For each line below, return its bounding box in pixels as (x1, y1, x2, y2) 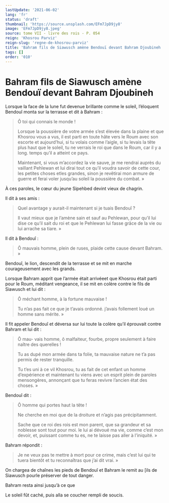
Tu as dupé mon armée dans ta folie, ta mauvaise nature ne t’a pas (17, 351, 156, 358)
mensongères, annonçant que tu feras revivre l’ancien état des (17, 377, 147, 383)
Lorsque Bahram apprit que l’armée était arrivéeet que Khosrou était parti (5, 276, 157, 282)
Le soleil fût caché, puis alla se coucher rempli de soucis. (5, 492, 124, 498)
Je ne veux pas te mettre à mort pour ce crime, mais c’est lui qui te (17, 452, 156, 458)
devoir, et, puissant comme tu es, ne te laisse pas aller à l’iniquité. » (17, 432, 157, 438)
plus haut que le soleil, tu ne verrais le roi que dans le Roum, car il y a (17, 144, 161, 150)
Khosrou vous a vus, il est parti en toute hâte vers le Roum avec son (17, 134, 158, 140)
